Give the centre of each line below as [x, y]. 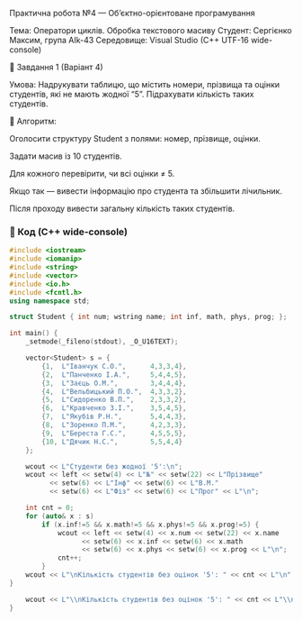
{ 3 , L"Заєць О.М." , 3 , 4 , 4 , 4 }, [114, 383]
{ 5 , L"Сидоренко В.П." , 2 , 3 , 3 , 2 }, [114, 400]
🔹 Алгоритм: [33, 121]
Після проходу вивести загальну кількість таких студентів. [122, 208]
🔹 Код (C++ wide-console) [69, 232]
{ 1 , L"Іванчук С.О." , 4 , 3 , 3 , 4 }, [114, 366]
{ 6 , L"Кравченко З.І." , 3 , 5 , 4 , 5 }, [114, 408]
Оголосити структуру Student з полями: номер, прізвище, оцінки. [135, 138]
